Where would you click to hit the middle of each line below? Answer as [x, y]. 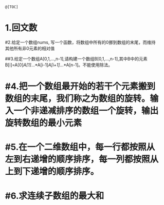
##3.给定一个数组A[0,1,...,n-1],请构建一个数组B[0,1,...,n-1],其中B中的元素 [76, 59]
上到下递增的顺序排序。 [52, 172]
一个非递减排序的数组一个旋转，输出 [86, 111]
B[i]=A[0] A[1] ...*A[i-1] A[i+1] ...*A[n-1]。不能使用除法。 [59, 65]
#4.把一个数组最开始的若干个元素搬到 [80, 87]
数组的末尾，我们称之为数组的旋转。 [78, 99]
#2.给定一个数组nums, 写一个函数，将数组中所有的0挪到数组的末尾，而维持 [80, 42]
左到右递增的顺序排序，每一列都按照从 [82, 159]
